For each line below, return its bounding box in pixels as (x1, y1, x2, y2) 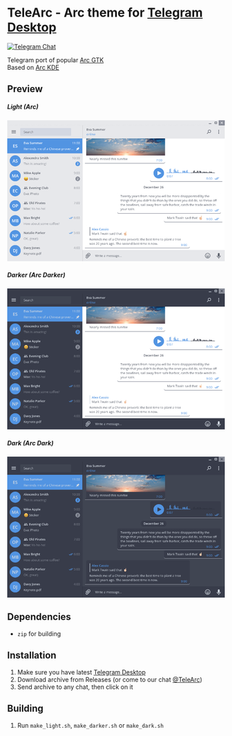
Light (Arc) (7, 102, 39, 111)
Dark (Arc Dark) (7, 439, 54, 447)
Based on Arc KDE (7, 63, 60, 71)
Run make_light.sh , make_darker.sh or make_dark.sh (17, 721, 164, 729)
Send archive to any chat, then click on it (17, 683, 133, 691)
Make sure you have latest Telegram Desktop (17, 668, 146, 676)
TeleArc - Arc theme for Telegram (7, 5, 203, 21)
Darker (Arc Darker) (7, 270, 66, 279)
